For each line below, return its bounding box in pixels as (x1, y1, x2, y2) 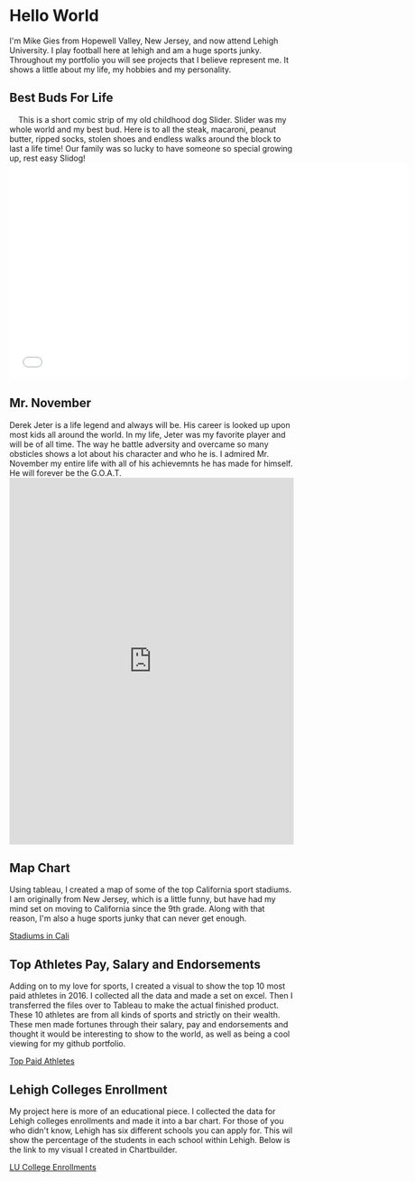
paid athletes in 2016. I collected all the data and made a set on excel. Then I (9, 990, 293, 1001)
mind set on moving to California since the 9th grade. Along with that (9, 904, 265, 915)
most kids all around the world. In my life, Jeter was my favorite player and (9, 429, 286, 440)
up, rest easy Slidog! (9, 153, 86, 163)
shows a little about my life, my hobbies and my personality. (9, 64, 232, 75)
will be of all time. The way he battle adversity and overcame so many (9, 439, 269, 450)
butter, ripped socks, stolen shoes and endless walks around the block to (9, 133, 281, 144)
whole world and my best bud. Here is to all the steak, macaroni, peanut (9, 124, 277, 135)
